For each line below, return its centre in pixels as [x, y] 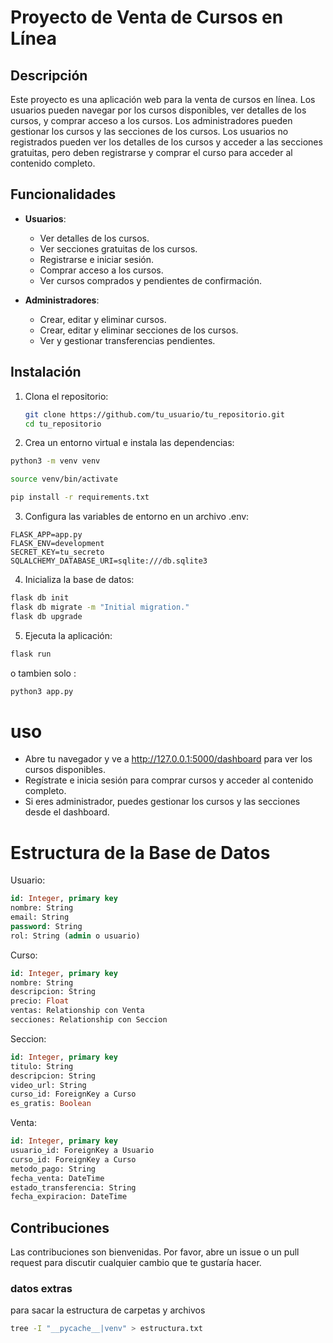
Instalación [46, 372]
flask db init [40, 598]
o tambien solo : [43, 673]
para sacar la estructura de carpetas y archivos [108, 1310]
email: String [40, 917]
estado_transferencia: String [73, 1187]
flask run [31, 654]
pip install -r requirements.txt [80, 497]
